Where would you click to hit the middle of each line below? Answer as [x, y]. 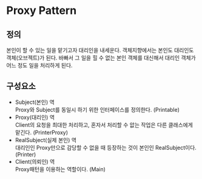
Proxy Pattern [42, 11]
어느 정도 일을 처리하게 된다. [39, 65]
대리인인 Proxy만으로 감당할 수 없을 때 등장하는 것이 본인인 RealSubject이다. [106, 147]
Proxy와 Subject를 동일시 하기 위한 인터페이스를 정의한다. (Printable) [97, 109]
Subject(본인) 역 [35, 102]
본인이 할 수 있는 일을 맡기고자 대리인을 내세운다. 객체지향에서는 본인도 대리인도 [100, 50]
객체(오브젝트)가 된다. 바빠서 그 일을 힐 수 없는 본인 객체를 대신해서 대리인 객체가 [101, 58]
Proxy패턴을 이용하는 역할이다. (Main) [60, 169]
